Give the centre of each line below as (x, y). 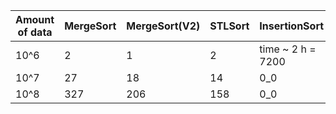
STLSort (229, 26)
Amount (35, 19)
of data (35, 32)
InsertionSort (292, 26)
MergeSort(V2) (163, 26)
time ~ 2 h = (288, 49)
